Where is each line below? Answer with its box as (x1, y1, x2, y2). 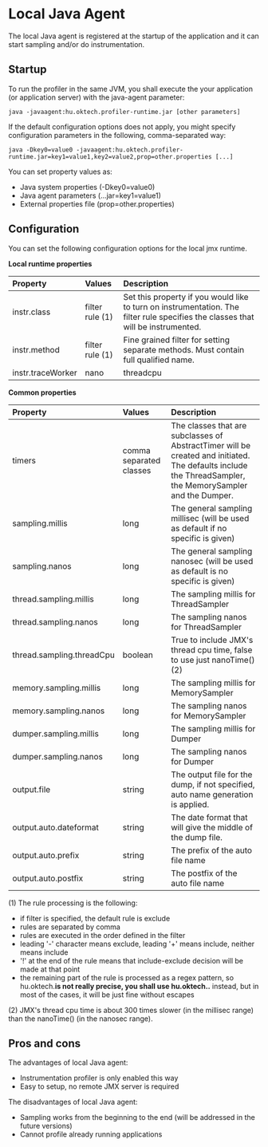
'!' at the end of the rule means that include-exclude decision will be (19, 956, 244, 965)
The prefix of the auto (171, 845, 253, 856)
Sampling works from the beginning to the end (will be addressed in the (19, 1113, 255, 1122)
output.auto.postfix (12, 873, 84, 884)
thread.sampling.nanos (12, 616, 98, 627)
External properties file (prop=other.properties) (19, 199, 175, 208)
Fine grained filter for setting (123, 334, 230, 345)
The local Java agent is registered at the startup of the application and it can (8, 31, 259, 41)
